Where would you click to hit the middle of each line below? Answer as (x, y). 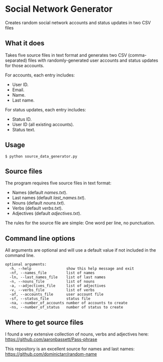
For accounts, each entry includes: (40, 75)
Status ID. (22, 119)
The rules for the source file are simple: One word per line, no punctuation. (80, 223)
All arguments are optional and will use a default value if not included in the (81, 250)
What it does (25, 43)
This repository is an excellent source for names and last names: (70, 349)
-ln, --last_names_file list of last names (58, 277)
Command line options (40, 238)
